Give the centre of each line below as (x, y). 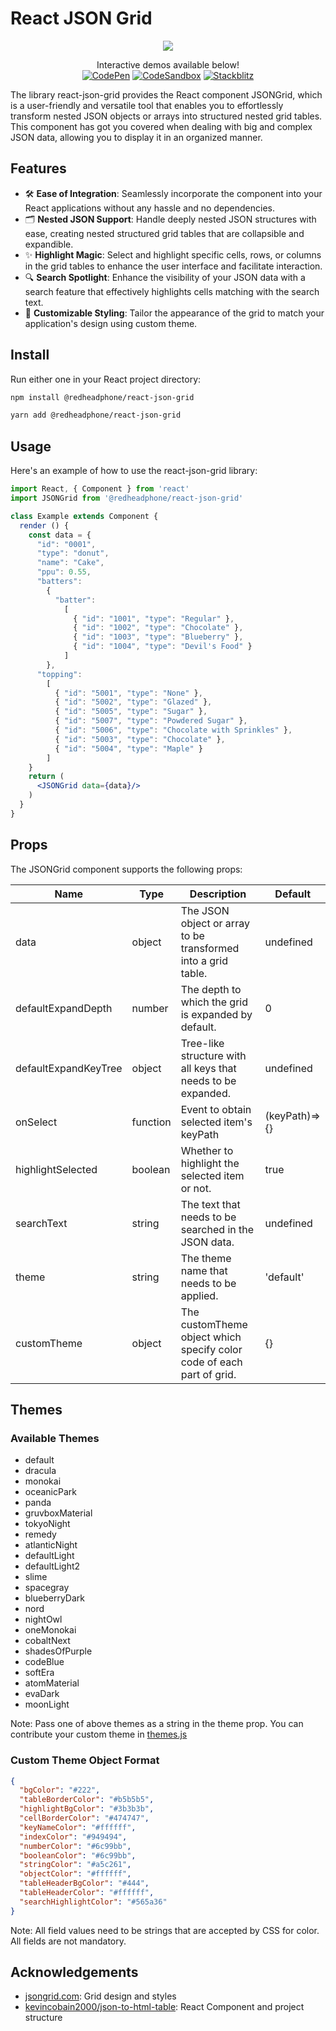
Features (38, 168)
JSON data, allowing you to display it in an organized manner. (136, 137)
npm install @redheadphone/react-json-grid (102, 397)
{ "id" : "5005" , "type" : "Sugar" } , (131, 712)
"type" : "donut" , (73, 553)
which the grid (214, 1002)
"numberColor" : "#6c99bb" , (75, 1846)
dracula (40, 1471)
